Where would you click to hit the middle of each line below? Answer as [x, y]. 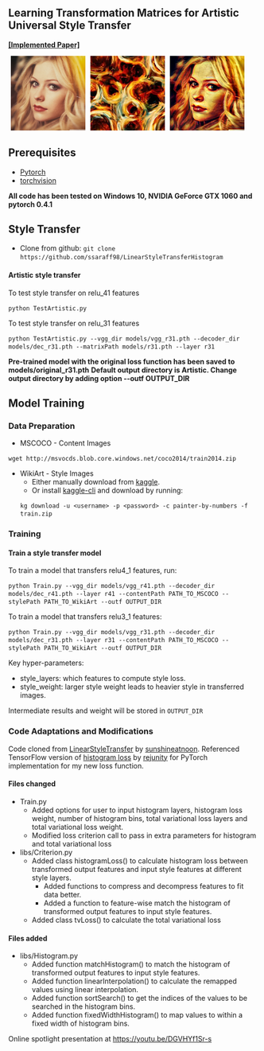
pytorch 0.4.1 [31, 204]
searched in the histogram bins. [83, 1006]
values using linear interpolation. [85, 990]
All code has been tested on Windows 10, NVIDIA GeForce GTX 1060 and [130, 196]
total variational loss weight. [78, 827]
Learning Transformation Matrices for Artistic [124, 13]
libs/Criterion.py [46, 852]
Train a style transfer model [55, 553]
